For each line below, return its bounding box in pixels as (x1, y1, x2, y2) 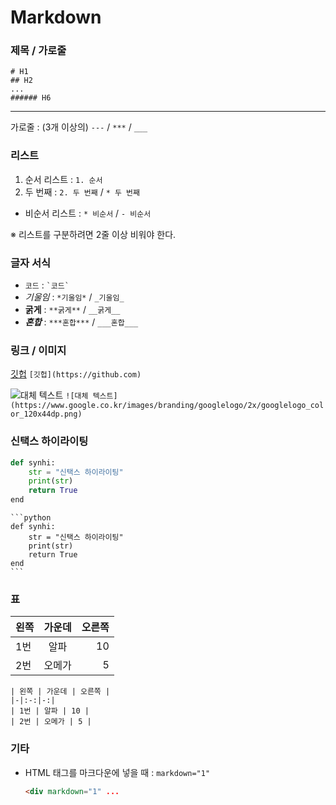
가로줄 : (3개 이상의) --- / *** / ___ (10, 121, 148, 133)
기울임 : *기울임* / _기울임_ (24, 291, 125, 303)
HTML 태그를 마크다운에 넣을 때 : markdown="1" (24, 766, 211, 778)
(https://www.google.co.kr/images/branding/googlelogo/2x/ (10, 401, 262, 411)
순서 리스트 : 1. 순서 (24, 173, 103, 185)
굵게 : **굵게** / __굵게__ (24, 304, 121, 316)
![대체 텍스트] (65, 391, 118, 401)
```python (10, 513, 52, 523)
